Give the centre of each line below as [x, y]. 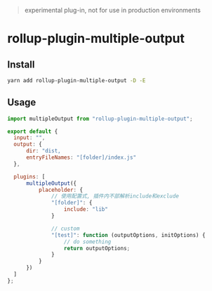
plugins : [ [29, 176]
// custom [66, 228]
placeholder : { [60, 190]
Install [21, 64]
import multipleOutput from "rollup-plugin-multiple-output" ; [100, 119]
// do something [87, 242]
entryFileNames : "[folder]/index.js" [81, 157]
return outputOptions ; [97, 248]
